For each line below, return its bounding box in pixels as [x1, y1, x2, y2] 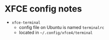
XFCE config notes [4, 3, 82, 14]
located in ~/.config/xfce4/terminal [19, 29, 93, 35]
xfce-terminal [11, 20, 41, 25]
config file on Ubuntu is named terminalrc [19, 24, 105, 30]
